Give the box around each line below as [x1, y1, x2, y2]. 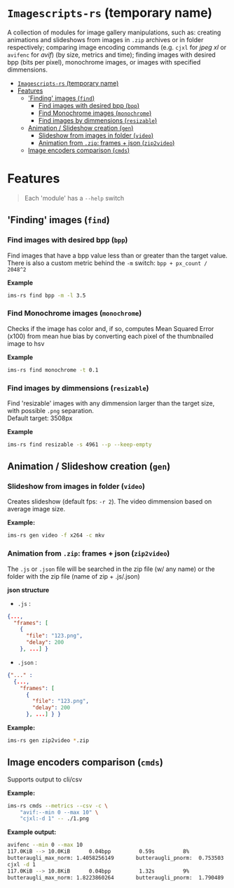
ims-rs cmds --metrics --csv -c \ [7, 802, 109, 809]
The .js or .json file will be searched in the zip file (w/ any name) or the [7, 565, 215, 573]
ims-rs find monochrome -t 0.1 [7, 366, 99, 373]
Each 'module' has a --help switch [24, 194, 125, 202]
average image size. [7, 505, 65, 513]
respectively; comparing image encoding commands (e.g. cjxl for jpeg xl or [7, 43, 226, 51]
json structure [7, 586, 50, 594]
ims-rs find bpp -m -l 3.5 [7, 292, 86, 299]
